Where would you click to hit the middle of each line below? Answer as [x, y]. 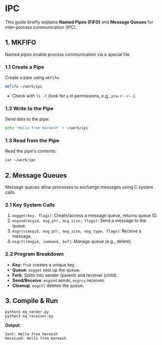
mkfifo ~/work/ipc [24, 87]
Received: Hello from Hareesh [36, 339]
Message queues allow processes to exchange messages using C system [79, 187]
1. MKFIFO [21, 43]
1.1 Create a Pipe [25, 67]
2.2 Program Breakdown [34, 254]
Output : [13, 325]
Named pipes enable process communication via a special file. [68, 54]
